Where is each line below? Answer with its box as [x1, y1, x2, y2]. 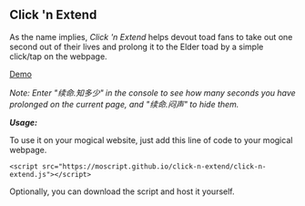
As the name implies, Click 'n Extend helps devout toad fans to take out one [9, 31, 293, 42]
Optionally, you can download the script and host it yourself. [9, 186, 235, 197]
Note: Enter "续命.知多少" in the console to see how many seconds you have [9, 87, 296, 98]
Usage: [9, 117, 38, 128]
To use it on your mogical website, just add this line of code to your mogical [9, 134, 293, 145]
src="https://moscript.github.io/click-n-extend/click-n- [42, 161, 267, 171]
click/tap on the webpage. [9, 50, 107, 62]
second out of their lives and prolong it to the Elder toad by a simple [9, 41, 264, 52]
